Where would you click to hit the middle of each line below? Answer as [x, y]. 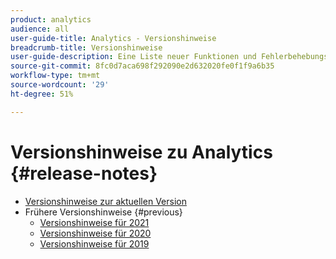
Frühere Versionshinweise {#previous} [103, 212]
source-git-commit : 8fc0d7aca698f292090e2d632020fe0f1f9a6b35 [142, 66]
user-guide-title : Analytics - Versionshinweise [113, 38]
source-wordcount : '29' [60, 85]
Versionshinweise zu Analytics [141, 152]
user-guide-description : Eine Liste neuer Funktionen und [133, 57]
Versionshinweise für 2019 [94, 243]
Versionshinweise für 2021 [94, 222]
